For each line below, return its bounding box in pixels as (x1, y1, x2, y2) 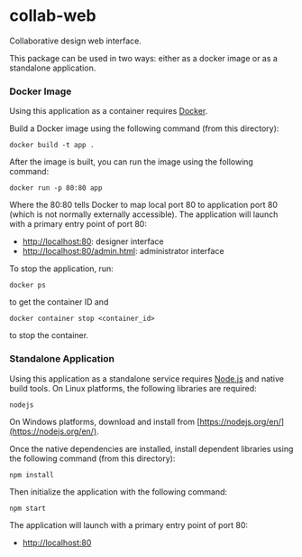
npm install (9, 470, 54, 479)
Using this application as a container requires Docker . (9, 106, 208, 117)
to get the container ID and (9, 297, 109, 307)
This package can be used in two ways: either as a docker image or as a (9, 52, 278, 63)
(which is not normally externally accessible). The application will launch (9, 209, 279, 220)
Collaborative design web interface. (9, 35, 142, 46)
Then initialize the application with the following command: (9, 486, 228, 497)
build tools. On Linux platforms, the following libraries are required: (9, 382, 257, 393)
